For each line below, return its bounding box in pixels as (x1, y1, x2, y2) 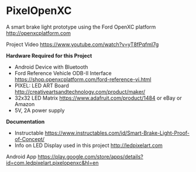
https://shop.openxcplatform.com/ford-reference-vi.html (14, 76, 152, 83)
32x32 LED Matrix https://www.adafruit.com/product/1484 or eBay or (14, 94, 183, 101)
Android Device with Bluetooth (14, 63, 88, 71)
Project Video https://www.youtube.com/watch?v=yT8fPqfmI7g (6, 41, 159, 48)
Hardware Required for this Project (6, 52, 92, 59)
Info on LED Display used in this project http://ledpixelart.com (14, 142, 163, 149)
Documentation (6, 118, 45, 125)
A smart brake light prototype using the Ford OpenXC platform (6, 23, 156, 30)
